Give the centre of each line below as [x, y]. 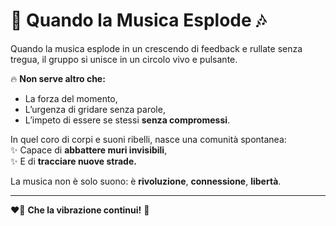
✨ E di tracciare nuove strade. [73, 161]
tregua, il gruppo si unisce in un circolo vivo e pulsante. [124, 59]
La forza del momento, [71, 98]
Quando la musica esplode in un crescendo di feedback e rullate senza [156, 48]
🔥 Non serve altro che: [58, 78]
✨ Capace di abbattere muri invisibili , [89, 150]
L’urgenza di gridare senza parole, [95, 109]
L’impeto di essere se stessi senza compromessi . [127, 120]
